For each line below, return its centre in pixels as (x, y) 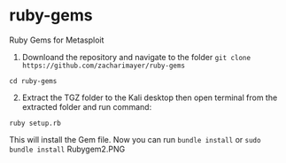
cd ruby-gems (33, 81)
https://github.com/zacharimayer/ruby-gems (104, 66)
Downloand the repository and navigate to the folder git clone (136, 57)
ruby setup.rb (35, 123)
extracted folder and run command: (87, 106)
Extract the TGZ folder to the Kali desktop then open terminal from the (150, 97)
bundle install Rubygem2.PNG (67, 149)
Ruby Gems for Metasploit (57, 40)
